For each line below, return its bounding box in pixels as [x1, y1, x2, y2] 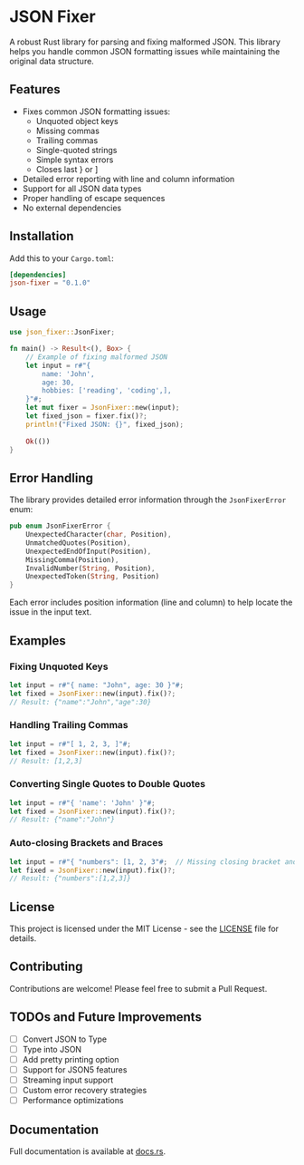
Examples [9, 633, 66, 648]
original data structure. [9, 55, 95, 66]
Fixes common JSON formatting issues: [22, 106, 171, 117]
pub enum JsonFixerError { [9, 521, 111, 531]
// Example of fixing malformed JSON [25, 352, 168, 362]
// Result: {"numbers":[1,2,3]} [9, 874, 131, 883]
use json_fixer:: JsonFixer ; [9, 328, 116, 337]
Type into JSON [22, 1044, 82, 1054]
